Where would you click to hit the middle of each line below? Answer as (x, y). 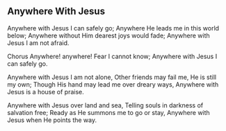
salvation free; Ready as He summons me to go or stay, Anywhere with (108, 112)
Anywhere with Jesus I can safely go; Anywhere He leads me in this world (113, 28)
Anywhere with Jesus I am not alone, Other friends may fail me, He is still (112, 77)
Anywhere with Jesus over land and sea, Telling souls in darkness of (105, 105)
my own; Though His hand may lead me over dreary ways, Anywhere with (113, 84)
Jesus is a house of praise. (46, 91)
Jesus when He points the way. (52, 120)
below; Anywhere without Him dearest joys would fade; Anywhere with (108, 35)
